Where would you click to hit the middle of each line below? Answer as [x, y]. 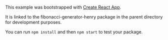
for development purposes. [34, 22]
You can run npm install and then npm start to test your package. [74, 32]
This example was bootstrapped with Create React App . [63, 7]
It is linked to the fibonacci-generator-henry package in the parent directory [84, 17]
